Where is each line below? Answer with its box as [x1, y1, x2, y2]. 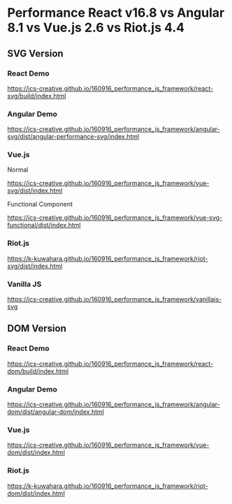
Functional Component [7, 200, 73, 209]
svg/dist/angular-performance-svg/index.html [7, 133, 140, 141]
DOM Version [7, 323, 66, 334]
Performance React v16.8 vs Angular [7, 5, 225, 21]
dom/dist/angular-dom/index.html [7, 408, 105, 416]
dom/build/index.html [7, 366, 68, 375]
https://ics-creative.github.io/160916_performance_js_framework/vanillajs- [7, 295, 222, 304]
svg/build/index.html [7, 91, 66, 100]
